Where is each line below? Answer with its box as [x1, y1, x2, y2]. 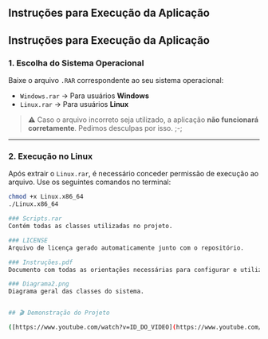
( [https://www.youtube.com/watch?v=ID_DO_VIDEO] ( [8, 323, 177, 331]
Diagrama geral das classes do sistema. [8, 287, 145, 296]
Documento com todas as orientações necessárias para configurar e [8, 266, 238, 274]
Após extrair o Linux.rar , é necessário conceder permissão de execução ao [8, 169, 259, 179]
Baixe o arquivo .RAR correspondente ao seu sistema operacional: [8, 76, 224, 85]
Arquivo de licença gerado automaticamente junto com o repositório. [8, 243, 245, 252]
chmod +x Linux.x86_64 [8, 193, 84, 201]
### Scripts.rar [8, 215, 62, 223]
